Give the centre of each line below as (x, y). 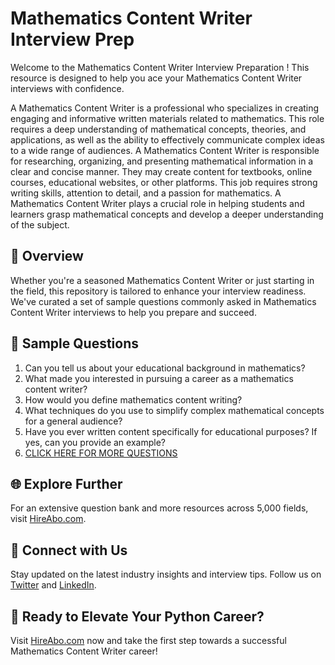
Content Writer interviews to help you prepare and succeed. (133, 312)
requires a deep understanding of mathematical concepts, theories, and (158, 129)
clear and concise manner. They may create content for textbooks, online (161, 171)
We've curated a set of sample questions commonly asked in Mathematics (163, 301)
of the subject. (40, 224)
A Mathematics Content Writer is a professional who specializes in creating (165, 108)
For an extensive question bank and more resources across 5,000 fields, (159, 508)
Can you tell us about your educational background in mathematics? (165, 368)
